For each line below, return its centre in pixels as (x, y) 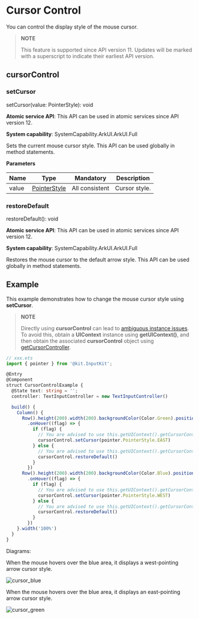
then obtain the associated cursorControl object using (87, 341)
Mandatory (91, 178)
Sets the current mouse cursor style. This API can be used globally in (91, 146)
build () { (23, 407)
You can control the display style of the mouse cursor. (72, 27)
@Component (20, 380)
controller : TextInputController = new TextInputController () (90, 396)
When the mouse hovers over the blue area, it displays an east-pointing (93, 592)
